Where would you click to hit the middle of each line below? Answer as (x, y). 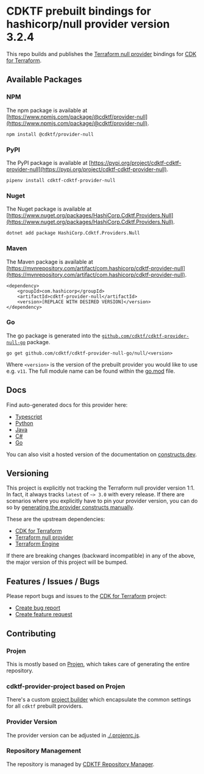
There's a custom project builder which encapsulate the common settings (99, 700)
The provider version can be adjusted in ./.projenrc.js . (74, 735)
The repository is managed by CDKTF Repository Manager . (80, 764)
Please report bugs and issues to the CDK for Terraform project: (87, 596)
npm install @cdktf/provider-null (50, 134)
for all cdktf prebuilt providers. (45, 706)
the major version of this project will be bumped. (67, 562)
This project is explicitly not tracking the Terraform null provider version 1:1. (100, 488)
